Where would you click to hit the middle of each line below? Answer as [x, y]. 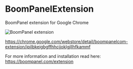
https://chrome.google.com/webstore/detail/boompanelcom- [66, 41]
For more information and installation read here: [53, 56]
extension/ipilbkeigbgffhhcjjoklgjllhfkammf [48, 46]
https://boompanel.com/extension [39, 61]
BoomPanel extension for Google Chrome [47, 23]
